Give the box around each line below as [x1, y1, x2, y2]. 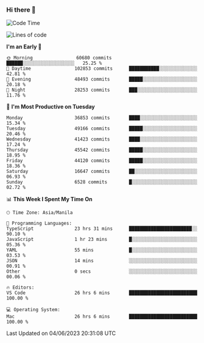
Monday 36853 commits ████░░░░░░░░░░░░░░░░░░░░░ [6, 115, 198, 121]
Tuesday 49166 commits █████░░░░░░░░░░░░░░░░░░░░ [6, 125, 198, 132]
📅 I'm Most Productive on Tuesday [6, 103, 96, 111]
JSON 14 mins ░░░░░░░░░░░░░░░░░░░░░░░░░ [6, 258, 198, 264]
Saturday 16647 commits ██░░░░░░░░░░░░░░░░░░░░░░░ [6, 168, 198, 175]
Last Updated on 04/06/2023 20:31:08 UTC [6, 330, 116, 337]
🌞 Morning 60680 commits [6, 55, 112, 61]
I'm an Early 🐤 [6, 43, 42, 51]
